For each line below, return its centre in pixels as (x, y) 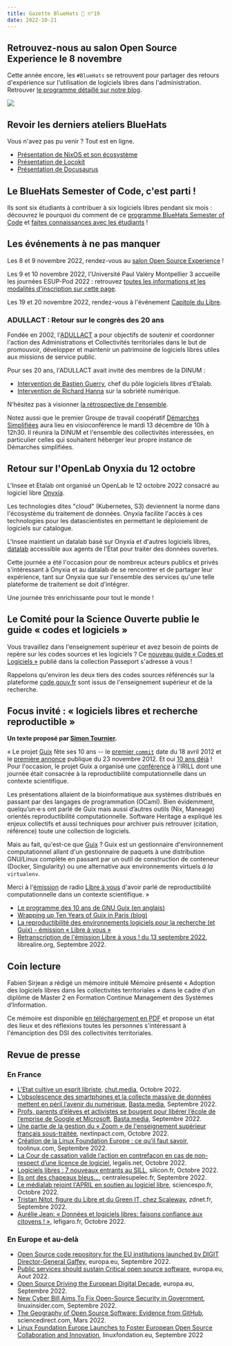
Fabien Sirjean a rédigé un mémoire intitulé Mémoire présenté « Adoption (111, 983)
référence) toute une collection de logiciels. (69, 831)
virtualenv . (23, 874)
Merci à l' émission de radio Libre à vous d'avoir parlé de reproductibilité (109, 887)
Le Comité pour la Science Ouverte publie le (103, 620)
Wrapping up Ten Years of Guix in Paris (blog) (82, 915)
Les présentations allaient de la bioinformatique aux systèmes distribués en (115, 794)
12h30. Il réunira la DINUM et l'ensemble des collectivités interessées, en (110, 433)
